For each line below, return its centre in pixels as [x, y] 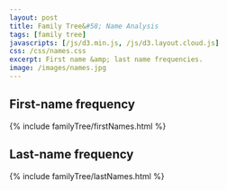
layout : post [34, 18]
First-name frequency [72, 104]
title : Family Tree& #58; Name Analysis [84, 26]
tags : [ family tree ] [48, 34]
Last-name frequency [72, 154]
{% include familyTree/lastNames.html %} [87, 176]
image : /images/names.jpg [58, 68]
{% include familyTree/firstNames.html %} [88, 126]
